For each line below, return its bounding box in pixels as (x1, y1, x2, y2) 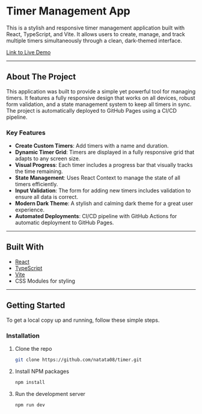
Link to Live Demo (6, 48, 51, 55)
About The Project (6, 72, 76, 82)
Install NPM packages (14, 368, 69, 375)
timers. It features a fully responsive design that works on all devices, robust (6, 94, 195, 101)
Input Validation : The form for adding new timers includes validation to (14, 187, 191, 194)
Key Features (6, 128, 46, 137)
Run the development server (14, 390, 86, 397)
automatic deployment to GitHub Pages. (14, 219, 114, 227)
